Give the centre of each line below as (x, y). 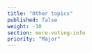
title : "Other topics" (40, 13)
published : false (32, 20)
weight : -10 (24, 26)
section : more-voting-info (46, 33)
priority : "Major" (34, 39)
